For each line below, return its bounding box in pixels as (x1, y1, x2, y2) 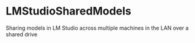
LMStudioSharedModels (6, 4, 132, 18)
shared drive (6, 30, 38, 38)
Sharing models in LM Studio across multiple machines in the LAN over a (6, 24, 189, 31)
